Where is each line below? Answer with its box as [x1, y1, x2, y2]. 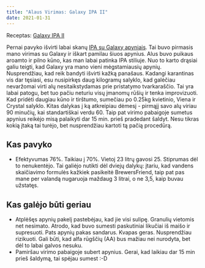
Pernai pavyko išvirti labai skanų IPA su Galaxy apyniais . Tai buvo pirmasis [6, 44, 193, 51]
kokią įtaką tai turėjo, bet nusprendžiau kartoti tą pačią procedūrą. [6, 121, 173, 129]
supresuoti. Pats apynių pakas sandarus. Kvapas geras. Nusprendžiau [15, 229, 192, 236]
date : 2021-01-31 [6, 15, 51, 21]
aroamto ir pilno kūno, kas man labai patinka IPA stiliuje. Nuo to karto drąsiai [6, 56, 198, 64]
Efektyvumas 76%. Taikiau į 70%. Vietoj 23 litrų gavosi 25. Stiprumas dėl [15, 156, 198, 163]
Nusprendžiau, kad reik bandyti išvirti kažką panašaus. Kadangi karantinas [6, 69, 194, 77]
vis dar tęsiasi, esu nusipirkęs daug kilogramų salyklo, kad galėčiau [6, 76, 176, 83]
